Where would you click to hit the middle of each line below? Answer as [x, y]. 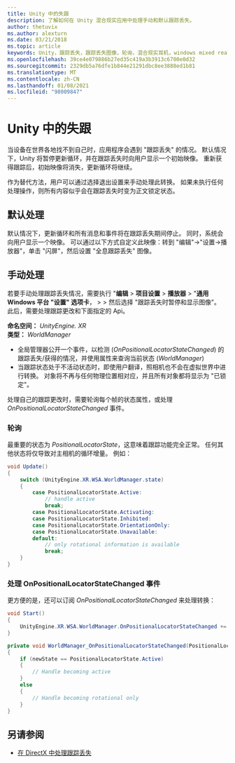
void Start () [26, 614]
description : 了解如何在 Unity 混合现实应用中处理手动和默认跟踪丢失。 [101, 20]
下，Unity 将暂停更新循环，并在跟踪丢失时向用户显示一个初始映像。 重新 [112, 158]
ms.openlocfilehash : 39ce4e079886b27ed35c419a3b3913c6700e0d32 [101, 60]
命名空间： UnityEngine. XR [47, 325]
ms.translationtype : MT [42, 72]
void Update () [28, 466]
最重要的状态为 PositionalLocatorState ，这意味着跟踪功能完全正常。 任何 [113, 444]
